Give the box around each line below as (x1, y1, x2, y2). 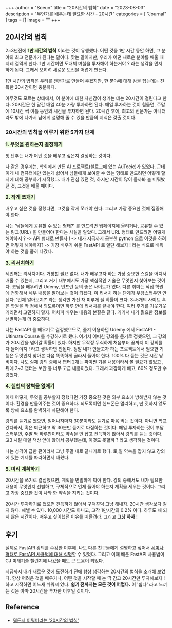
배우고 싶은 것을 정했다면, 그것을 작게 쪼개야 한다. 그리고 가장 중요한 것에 (5, 205, 150, 212)
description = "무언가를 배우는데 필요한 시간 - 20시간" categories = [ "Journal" (5, 11, 167, 17)
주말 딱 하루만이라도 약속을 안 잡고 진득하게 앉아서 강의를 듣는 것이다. (24, 431, 163, 437)
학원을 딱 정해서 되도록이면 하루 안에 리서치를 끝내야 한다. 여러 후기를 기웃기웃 (10, 303, 167, 309)
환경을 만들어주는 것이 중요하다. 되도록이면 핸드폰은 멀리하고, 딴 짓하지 (16, 400, 158, 407)
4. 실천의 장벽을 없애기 (5, 383, 55, 390)
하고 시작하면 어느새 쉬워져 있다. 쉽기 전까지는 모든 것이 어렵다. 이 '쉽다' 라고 (5, 581, 158, 587)
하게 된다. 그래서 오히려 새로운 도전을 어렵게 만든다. (5, 66, 108, 73)
